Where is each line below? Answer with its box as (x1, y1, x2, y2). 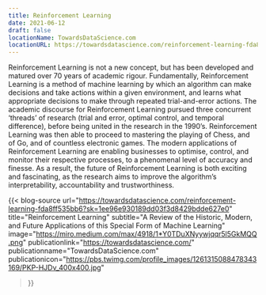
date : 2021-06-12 (8, 19, 66, 27)
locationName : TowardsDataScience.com (8, 33, 136, 42)
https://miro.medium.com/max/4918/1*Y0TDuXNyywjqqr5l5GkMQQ (36, 229, 257, 239)
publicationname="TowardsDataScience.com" (8, 246, 160, 255)
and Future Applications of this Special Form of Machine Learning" (8, 221, 226, 230)
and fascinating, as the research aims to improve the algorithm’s (8, 172, 217, 182)
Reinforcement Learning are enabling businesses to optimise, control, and (8, 147, 249, 157)
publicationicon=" (8, 255, 66, 264)
